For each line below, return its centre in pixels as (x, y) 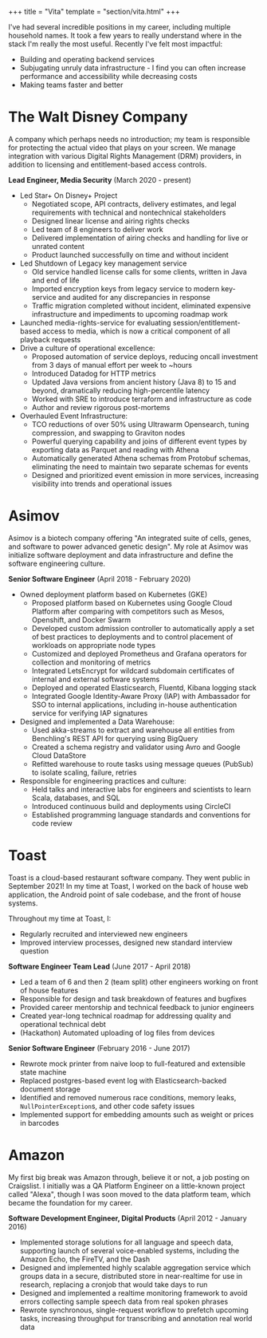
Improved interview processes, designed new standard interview (126, 942)
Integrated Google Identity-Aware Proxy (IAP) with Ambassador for (141, 696)
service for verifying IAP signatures (90, 712)
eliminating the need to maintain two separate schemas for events (140, 467)
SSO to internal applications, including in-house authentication (134, 705)
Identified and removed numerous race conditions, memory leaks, (128, 1097)
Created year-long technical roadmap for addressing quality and (125, 1016)
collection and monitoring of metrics (91, 662)
